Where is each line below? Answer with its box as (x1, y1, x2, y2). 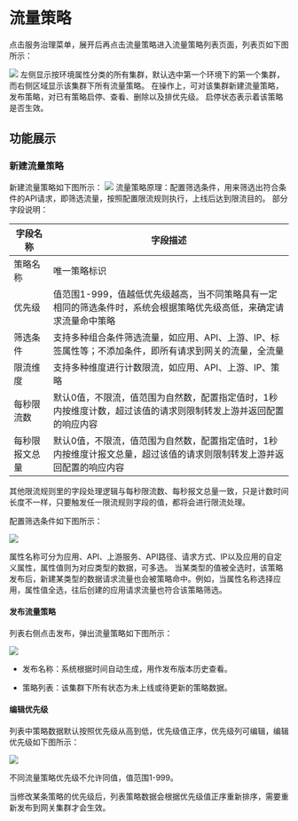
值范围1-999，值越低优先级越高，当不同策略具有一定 (52, 288, 278, 300)
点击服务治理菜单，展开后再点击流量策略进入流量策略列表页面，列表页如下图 (9, 39, 289, 50)
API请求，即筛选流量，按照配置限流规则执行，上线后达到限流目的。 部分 (24, 193, 288, 203)
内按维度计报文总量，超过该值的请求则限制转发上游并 (52, 448, 276, 460)
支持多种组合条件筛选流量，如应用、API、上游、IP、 (52, 331, 271, 343)
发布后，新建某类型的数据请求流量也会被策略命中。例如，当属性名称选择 (9, 573, 273, 584)
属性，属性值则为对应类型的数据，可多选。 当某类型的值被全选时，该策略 (16, 562, 284, 573)
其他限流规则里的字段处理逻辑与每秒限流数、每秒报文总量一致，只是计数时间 (9, 485, 289, 496)
